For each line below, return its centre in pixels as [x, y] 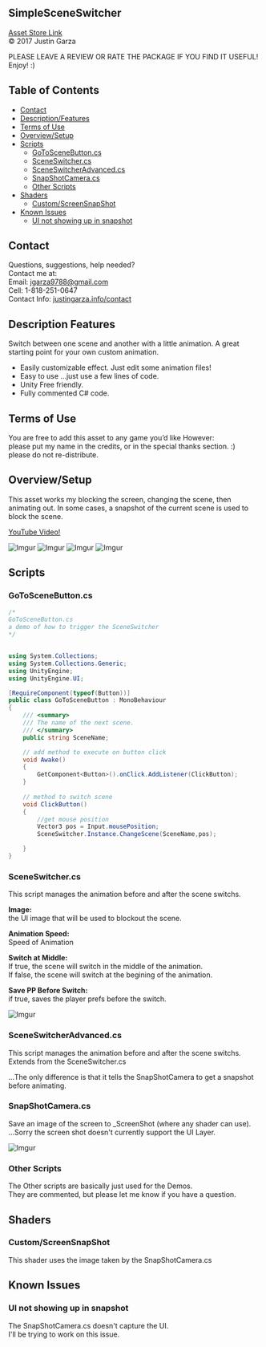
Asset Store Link [35, 32]
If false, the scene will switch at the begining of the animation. [111, 975]
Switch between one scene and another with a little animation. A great [124, 343]
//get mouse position [73, 819]
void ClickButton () [55, 804]
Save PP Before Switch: [48, 991]
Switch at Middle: [38, 958]
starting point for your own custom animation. [83, 352]
